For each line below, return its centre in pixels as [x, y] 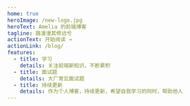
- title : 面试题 [36, 72]
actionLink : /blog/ [36, 46]
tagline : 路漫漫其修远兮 [39, 33]
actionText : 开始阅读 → [39, 40]
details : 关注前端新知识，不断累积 [65, 66]
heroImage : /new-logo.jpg [45, 20]
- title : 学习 [33, 59]
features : [22, 53]
